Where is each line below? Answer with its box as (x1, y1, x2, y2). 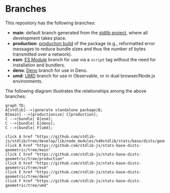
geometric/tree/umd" (5, 183, 49, 188)
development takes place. (12, 35, 67, 41)
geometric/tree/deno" (5, 174, 51, 179)
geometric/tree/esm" (5, 165, 49, 170)
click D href (5, 161, 33, 166)
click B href (5, 143, 33, 148)
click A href (5, 134, 33, 139)
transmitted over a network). (12, 51, 72, 57)
